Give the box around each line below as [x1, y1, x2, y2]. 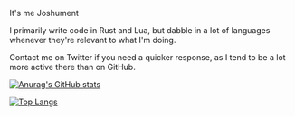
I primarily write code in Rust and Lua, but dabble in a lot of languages [9, 25, 271, 35]
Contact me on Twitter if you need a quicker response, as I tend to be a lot [9, 52, 287, 62]
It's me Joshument [9, 8, 80, 18]
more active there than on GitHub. [9, 62, 136, 72]
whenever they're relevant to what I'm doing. [9, 35, 176, 45]
